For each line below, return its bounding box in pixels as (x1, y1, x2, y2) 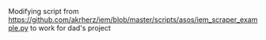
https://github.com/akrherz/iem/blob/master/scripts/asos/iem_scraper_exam (8, 15, 258, 24)
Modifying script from (8, 7, 79, 16)
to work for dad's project (30, 24, 111, 32)
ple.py (8, 24, 29, 32)
